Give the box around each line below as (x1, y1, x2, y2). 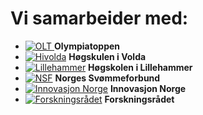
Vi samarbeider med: (10, 7, 189, 30)
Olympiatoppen (54, 40, 121, 52)
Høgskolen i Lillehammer (88, 61, 193, 73)
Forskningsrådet (104, 93, 175, 105)
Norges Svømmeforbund (54, 72, 161, 84)
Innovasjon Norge (109, 82, 187, 94)
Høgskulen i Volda (68, 50, 147, 62)
